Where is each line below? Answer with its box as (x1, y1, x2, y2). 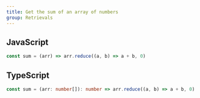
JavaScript (6, 37, 49, 47)
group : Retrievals (6, 15, 53, 21)
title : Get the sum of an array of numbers (6, 9, 119, 15)
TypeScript (6, 70, 50, 80)
